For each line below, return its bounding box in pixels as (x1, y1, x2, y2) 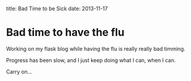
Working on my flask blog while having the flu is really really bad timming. (6, 45, 186, 52)
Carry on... (6, 68, 33, 75)
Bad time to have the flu (6, 26, 125, 39)
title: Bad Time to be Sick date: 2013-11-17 (6, 5, 108, 12)
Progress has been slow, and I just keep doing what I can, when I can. (6, 56, 176, 64)
